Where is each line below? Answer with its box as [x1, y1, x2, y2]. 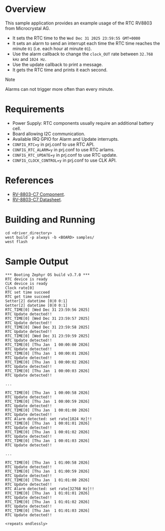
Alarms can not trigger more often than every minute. [5, 86, 114, 92]
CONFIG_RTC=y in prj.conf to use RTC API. [12, 141, 95, 147]
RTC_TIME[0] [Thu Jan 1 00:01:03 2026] [5, 438, 90, 443]
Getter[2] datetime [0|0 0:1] [5, 303, 68, 308]
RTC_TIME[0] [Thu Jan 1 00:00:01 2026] [5, 351, 90, 356]
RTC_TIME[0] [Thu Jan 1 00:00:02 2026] [5, 359, 90, 365]
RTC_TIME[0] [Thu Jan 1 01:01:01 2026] [5, 491, 90, 496]
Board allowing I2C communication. [12, 131, 85, 137]
